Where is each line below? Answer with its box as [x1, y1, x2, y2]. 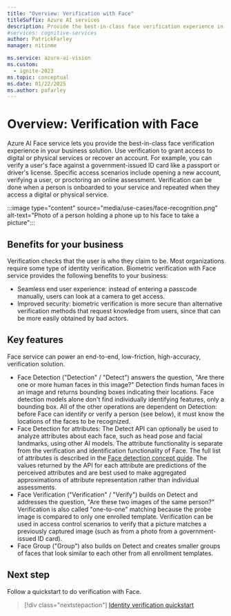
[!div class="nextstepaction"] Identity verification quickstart [23, 601, 194, 609]
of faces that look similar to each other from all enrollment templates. [17, 549, 214, 557]
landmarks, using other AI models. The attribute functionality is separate [17, 439, 223, 447]
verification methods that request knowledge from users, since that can [17, 307, 221, 315]
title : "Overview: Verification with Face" [7, 10, 134, 17]
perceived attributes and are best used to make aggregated [17, 468, 186, 477]
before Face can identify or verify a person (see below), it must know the [17, 410, 225, 418]
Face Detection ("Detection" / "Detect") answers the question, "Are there [17, 373, 225, 381]
